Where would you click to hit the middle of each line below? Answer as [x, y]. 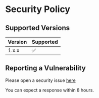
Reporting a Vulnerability [45, 68]
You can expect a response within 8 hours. [50, 90]
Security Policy [38, 9]
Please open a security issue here [40, 80]
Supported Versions [37, 28]
